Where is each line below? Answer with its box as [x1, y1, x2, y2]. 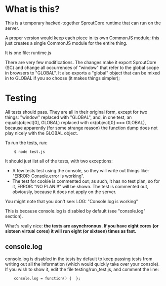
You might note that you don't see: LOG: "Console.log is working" [5, 198, 138, 204]
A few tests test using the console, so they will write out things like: [12, 167, 149, 173]
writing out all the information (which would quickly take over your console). [5, 261, 160, 267]
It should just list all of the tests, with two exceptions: [5, 158, 113, 164]
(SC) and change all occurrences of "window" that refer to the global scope [5, 65, 159, 71]
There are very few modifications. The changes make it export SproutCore [5, 59, 157, 65]
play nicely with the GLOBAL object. [5, 130, 78, 136]
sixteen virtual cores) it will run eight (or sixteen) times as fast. [5, 228, 137, 234]
